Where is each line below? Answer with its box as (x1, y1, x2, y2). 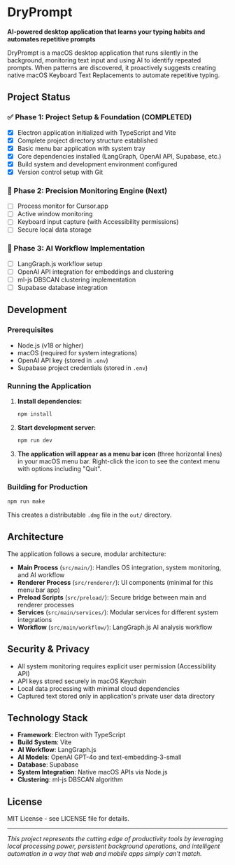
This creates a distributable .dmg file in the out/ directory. (7, 510, 172, 519)
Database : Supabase (17, 760, 79, 769)
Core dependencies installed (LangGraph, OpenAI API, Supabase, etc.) (17, 152, 222, 160)
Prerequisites (7, 325, 54, 335)
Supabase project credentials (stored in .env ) (17, 363, 148, 372)
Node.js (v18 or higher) (17, 341, 84, 350)
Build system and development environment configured (17, 159, 178, 169)
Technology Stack (7, 712, 88, 724)
